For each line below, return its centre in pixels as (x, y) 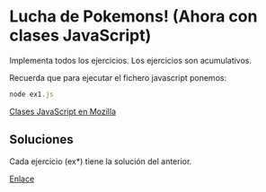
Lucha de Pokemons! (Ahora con (133, 17)
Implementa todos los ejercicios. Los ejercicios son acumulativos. (131, 60)
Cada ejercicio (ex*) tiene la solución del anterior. (101, 161)
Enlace (22, 179)
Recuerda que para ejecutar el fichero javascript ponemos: (118, 77)
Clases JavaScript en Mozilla (63, 111)
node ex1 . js (31, 94)
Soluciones (41, 140)
